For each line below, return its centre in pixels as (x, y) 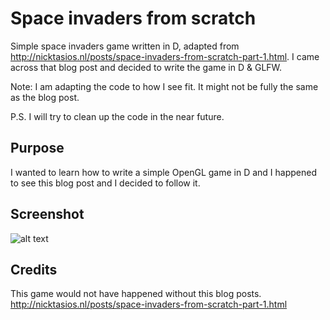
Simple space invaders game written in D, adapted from (125, 46)
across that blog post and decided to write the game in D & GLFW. (146, 67)
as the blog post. (45, 97)
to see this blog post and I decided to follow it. (105, 183)
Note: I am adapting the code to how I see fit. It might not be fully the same (164, 86)
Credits (34, 269)
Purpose (37, 148)
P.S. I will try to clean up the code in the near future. (117, 116)
